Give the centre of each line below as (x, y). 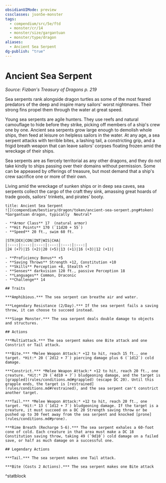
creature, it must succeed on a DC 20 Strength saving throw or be (76, 410)
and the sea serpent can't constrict (119, 389)
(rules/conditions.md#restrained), (42, 389)
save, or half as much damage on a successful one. (59, 441)
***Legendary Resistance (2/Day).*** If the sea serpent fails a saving (82, 306)
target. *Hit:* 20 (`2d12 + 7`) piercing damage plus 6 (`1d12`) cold (80, 358)
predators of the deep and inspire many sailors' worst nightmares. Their (79, 104)
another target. (22, 393)
